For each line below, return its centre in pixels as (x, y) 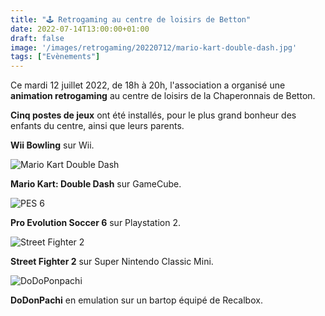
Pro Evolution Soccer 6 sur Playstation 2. (96, 223)
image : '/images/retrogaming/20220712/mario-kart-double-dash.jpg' (154, 47)
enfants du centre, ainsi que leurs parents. (97, 126)
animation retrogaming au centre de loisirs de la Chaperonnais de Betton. (163, 96)
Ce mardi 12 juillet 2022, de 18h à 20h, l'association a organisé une (148, 85)
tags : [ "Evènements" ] (55, 57)
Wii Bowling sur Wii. (52, 145)
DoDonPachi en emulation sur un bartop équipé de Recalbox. (136, 300)
